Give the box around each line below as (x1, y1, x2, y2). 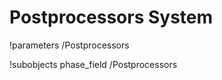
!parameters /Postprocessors (9, 39, 130, 51)
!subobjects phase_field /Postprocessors (9, 58, 178, 70)
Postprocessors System (9, 6, 214, 29)
